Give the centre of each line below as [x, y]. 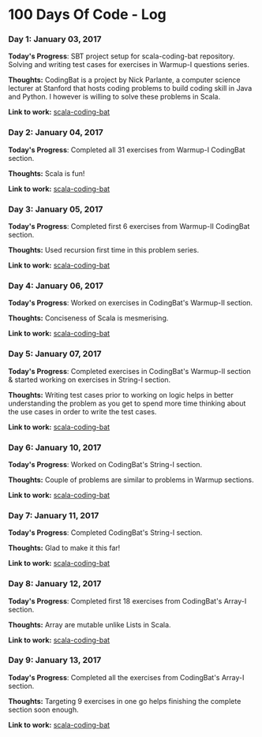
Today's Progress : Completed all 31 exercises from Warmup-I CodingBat [127, 150]
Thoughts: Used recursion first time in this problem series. [104, 250]
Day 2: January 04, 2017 [56, 133]
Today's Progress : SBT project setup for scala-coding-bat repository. [122, 56]
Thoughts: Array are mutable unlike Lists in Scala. [90, 624]
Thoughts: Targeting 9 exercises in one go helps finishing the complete [125, 701]
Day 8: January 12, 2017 [55, 584]
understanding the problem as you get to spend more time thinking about [127, 403]
